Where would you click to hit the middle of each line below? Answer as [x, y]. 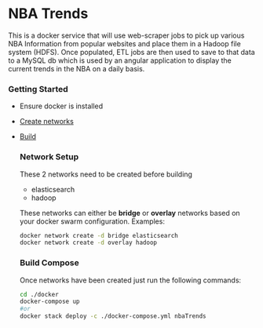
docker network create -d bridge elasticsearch [99, 235]
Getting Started [38, 89]
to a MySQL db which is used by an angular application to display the [120, 60]
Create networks [47, 122]
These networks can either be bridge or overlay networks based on [130, 213]
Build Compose [49, 263]
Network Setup [49, 157]
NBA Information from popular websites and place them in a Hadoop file [124, 43]
